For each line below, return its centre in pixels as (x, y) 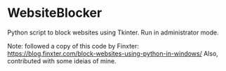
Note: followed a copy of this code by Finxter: (73, 46)
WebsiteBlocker (55, 13)
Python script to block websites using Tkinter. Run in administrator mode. (113, 32)
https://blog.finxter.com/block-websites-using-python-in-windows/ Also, (113, 53)
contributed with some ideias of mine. (62, 60)
